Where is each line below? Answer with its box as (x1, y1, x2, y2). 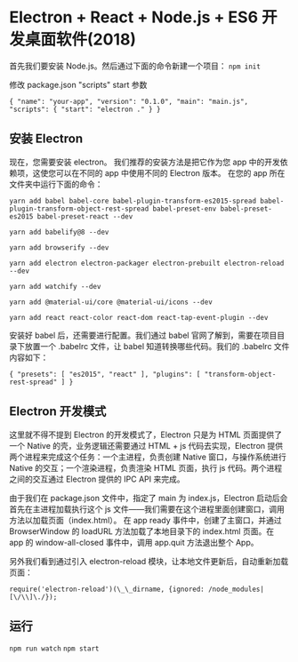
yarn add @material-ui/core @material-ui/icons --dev (9, 298, 213, 307)
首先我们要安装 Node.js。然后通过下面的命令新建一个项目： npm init (9, 60, 261, 71)
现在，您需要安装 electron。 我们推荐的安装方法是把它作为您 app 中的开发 (9, 156, 280, 167)
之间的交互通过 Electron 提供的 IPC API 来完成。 (9, 474, 185, 484)
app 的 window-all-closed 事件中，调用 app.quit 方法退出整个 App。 (9, 537, 260, 547)
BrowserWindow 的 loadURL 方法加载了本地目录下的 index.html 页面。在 (9, 525, 274, 537)
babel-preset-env (152, 204, 217, 213)
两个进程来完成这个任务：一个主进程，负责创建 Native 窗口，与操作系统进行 (9, 451, 287, 462)
